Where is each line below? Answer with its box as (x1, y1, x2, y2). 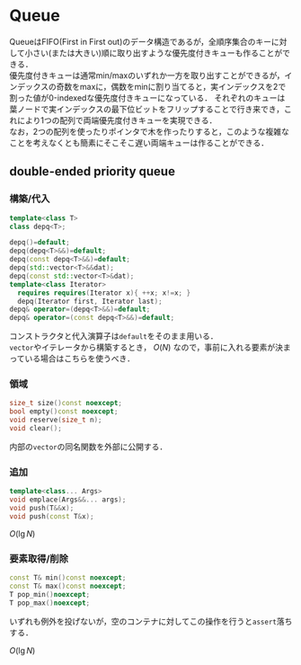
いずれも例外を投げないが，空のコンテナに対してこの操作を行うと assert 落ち (9, 616, 293, 626)
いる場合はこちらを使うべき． (24, 353, 135, 364)
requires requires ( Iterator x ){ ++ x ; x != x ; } (17, 288, 191, 297)
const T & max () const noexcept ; (9, 581, 127, 590)
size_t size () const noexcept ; (9, 399, 123, 408)
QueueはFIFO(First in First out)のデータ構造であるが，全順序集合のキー (9, 36, 272, 47)
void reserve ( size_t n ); (9, 415, 102, 425)
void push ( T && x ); (9, 503, 75, 512)
